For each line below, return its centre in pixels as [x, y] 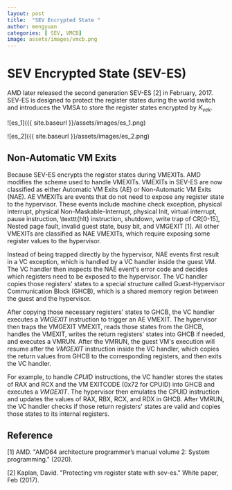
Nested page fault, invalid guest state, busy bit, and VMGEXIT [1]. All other [113, 226]
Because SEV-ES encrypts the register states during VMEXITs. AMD [104, 175]
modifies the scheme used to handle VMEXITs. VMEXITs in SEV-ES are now [115, 182]
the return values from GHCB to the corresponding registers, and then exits [115, 356]
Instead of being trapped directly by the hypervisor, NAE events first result [113, 254]
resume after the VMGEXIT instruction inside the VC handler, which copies [113, 349]
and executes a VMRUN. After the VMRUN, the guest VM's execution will [111, 341]
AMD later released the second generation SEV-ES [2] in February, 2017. [110, 93]
